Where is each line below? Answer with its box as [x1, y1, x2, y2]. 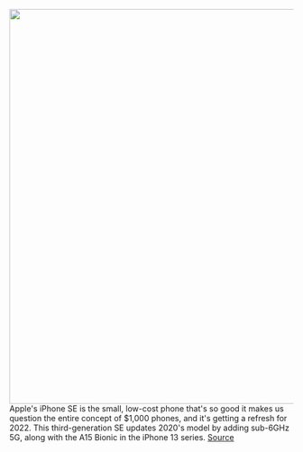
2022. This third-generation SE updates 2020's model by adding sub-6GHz [9, 422, 290, 433]
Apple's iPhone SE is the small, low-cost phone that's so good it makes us [9, 403, 284, 414]
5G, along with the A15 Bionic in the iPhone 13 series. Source [9, 432, 234, 442]
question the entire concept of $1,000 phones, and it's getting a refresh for [9, 413, 288, 423]
